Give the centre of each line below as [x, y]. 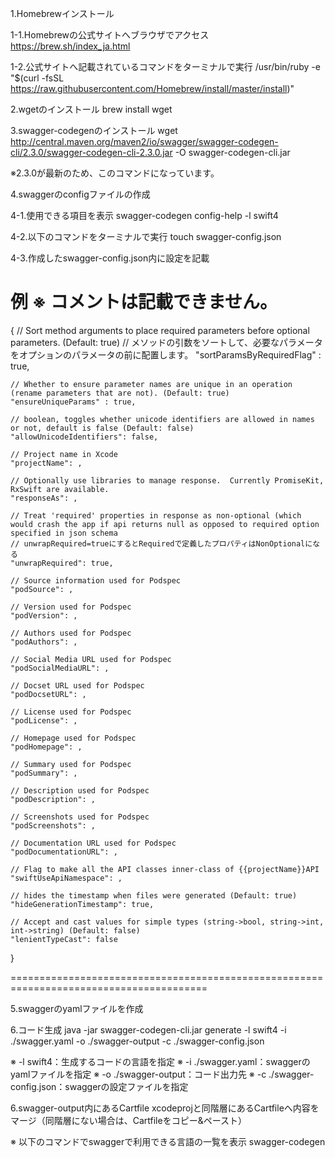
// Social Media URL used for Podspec [91, 659]
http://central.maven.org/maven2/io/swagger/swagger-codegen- [144, 141]
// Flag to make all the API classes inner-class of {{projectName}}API [165, 869]
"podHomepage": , [46, 747]
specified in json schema [64, 533]
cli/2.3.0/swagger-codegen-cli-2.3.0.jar [91, 152]
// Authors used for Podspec [71, 633]
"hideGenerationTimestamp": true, [82, 904]
